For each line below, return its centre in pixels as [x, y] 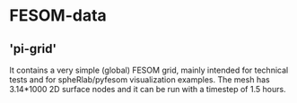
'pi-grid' [33, 49]
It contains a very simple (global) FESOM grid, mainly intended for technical [149, 70]
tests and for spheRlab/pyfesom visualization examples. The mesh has [140, 80]
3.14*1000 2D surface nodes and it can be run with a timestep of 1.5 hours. [148, 89]
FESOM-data [58, 16]
